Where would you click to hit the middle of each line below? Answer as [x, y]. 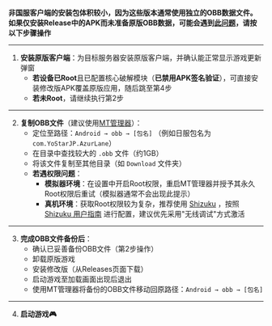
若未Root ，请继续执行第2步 [78, 98]
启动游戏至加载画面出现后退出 [82, 279]
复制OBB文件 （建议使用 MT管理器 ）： [81, 123]
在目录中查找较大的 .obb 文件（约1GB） [98, 153]
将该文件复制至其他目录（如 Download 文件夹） [109, 163]
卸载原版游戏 [53, 259]
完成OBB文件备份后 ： [56, 239]
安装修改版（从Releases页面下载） [90, 269]
